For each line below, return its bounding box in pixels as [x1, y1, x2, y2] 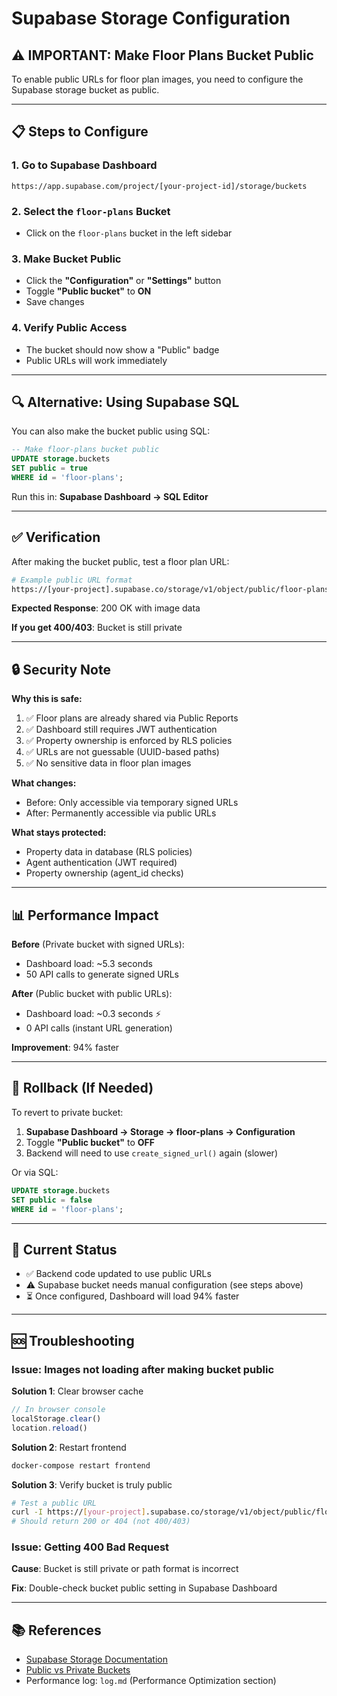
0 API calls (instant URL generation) [25, 1022, 173, 1034]
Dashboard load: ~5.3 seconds [25, 958, 153, 970]
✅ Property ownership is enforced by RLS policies [25, 735, 233, 747]
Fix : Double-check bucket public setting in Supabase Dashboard [11, 1582, 278, 1594]
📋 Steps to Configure [11, 123, 149, 141]
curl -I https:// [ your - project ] [11, 1507, 146, 1517]
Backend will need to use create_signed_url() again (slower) [25, 1147, 278, 1159]
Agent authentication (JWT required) [25, 857, 178, 869]
